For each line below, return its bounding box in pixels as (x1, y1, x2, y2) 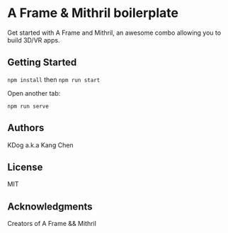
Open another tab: (7, 89, 61, 97)
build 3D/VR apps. (7, 35, 60, 44)
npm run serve (7, 103, 50, 110)
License (7, 161, 43, 173)
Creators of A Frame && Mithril (7, 220, 97, 228)
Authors (7, 122, 45, 134)
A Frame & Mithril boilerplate (7, 5, 179, 21)
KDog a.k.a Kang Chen (7, 140, 74, 149)
